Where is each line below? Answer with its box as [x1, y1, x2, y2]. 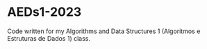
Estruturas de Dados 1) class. [7, 34, 90, 42]
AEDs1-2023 [7, 4, 82, 20]
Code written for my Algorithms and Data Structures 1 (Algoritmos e [7, 27, 201, 35]
